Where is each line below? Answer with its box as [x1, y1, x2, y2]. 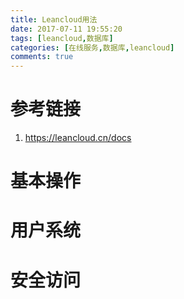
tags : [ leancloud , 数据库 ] [10, 33, 114, 43]
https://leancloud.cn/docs [24, 132, 132, 144]
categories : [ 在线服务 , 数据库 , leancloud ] [10, 42, 175, 53]
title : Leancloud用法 [10, 14, 98, 25]
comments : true [10, 52, 74, 62]
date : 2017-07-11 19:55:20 [10, 24, 123, 34]
